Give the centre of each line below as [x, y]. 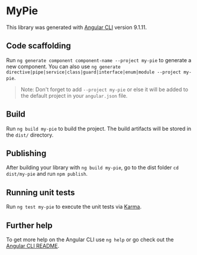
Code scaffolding [38, 46]
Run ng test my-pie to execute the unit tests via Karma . [74, 207]
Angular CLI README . [33, 246]
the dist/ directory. [30, 135]
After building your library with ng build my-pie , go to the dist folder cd [93, 167]
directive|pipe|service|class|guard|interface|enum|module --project [94, 72]
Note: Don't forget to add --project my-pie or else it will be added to [104, 89]
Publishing [26, 153]
